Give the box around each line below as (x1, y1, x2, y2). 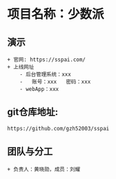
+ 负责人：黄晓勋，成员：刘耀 (7, 166, 81, 173)
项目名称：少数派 (7, 6, 105, 22)
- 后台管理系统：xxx (19, 71, 71, 78)
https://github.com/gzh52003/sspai (7, 125, 110, 132)
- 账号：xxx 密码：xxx (19, 78, 91, 85)
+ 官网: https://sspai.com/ (7, 56, 86, 63)
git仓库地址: (7, 106, 59, 118)
